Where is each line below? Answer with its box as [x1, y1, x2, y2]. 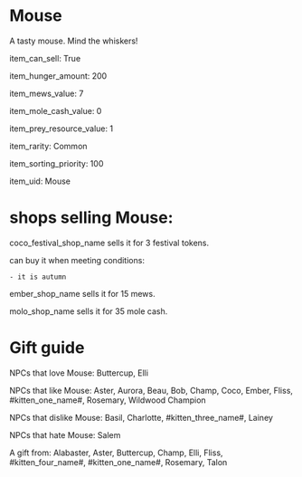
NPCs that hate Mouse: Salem [9, 429, 121, 440]
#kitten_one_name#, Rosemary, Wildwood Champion [9, 395, 206, 405]
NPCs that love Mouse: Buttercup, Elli [9, 367, 149, 378]
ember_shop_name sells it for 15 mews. [9, 288, 156, 299]
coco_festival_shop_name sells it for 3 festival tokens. [9, 237, 210, 248]
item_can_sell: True [9, 52, 81, 63]
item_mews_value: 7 [9, 88, 84, 99]
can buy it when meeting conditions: [9, 254, 145, 265]
